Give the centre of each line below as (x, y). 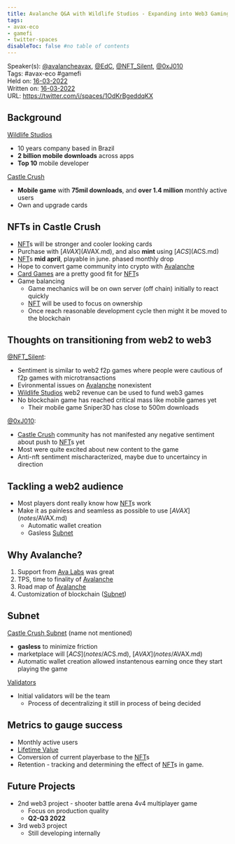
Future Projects (41, 786)
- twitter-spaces (33, 40)
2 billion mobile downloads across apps (76, 155)
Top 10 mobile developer (53, 163)
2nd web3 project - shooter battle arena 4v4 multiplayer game (107, 803)
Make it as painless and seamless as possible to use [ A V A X (102, 510)
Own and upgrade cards (52, 205)
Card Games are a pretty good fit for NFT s (78, 273)
